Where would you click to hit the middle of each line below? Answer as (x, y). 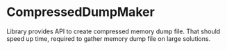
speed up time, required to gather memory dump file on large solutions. (109, 38)
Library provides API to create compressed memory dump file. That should (113, 31)
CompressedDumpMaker (81, 12)
